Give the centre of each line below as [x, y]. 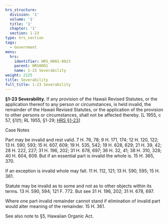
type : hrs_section [24, 38]
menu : [11, 52]
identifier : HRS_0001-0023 [43, 61]
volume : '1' [22, 19]
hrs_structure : [21, 10]
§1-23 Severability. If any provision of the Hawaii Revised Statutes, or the [81, 99]
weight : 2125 [19, 75]
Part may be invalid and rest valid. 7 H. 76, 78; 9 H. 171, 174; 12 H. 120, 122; [82, 140]
